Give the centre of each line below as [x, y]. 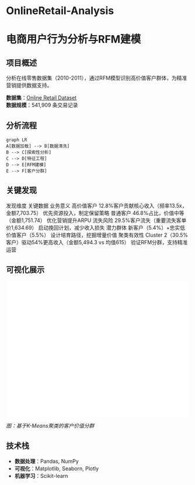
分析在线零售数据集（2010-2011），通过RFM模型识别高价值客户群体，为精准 [97, 78]
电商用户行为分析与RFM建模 [74, 40]
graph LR [17, 140]
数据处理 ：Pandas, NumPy [46, 461]
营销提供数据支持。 [29, 86]
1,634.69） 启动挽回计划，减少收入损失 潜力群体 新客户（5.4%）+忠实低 [98, 227]
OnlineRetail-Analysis [60, 11]
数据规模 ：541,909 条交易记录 [42, 105]
